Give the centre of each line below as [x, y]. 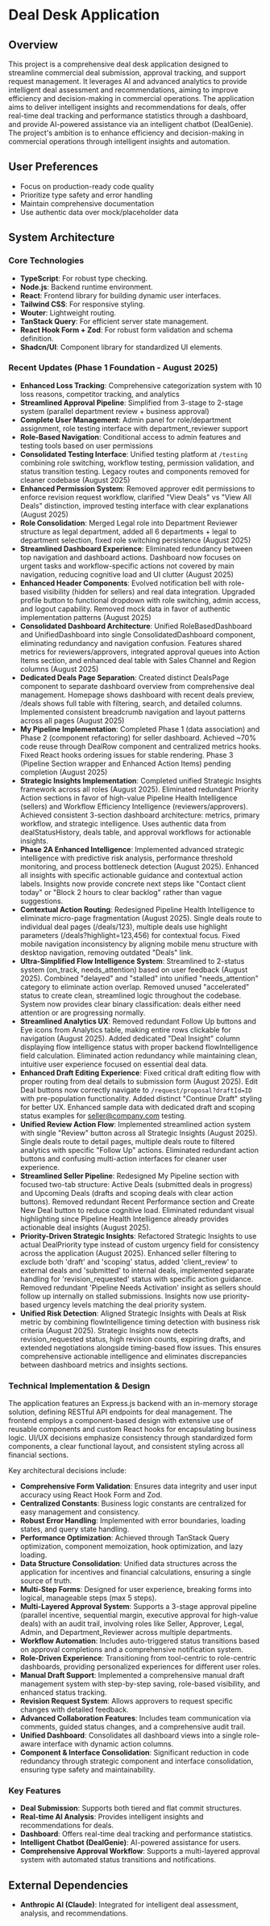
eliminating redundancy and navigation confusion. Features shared [131, 643]
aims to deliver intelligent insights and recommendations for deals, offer [127, 107]
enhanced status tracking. [63, 1692]
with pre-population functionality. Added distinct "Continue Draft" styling [141, 1098]
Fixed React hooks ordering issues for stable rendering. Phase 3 [127, 754]
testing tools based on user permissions [86, 446]
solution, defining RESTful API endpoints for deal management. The [120, 1412]
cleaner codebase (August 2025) [75, 479]
